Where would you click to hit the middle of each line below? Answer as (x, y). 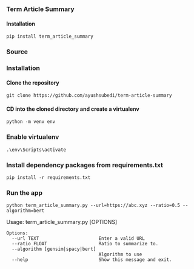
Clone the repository (33, 82)
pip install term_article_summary (50, 37)
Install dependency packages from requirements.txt (85, 165)
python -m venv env (31, 122)
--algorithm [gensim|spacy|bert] (54, 249)
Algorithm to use (120, 254)
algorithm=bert (25, 211)
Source (17, 52)
